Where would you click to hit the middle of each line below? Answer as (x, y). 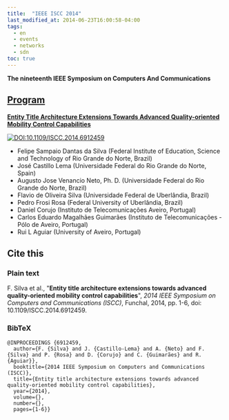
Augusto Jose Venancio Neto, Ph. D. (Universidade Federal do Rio (111, 180)
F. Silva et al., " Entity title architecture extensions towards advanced (107, 289)
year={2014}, (32, 391)
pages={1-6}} (32, 409)
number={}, (29, 403)
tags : (15, 26)
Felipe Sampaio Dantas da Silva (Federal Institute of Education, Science (119, 151)
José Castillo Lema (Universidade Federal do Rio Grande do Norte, (112, 165)
